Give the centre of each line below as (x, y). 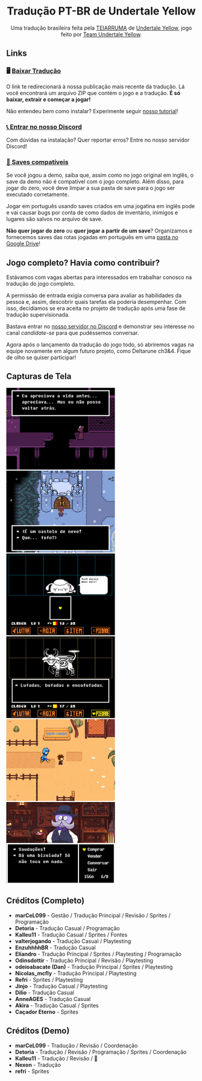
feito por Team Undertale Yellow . (101, 34)
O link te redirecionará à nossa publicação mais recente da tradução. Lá (96, 87)
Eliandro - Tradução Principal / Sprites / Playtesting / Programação (98, 954)
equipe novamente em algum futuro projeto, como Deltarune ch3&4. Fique (99, 351)
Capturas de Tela (39, 376)
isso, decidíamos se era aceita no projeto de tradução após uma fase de (96, 308)
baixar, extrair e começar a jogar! (49, 99)
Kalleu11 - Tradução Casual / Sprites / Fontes (71, 935)
